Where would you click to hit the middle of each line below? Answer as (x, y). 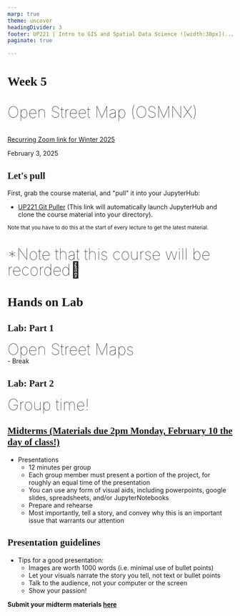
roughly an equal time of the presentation (89, 482)
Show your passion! (57, 590)
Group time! (49, 404)
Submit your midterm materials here (62, 604)
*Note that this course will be (109, 254)
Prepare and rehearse (60, 505)
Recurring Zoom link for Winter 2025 (61, 139)
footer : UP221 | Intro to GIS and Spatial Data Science (92, 34)
